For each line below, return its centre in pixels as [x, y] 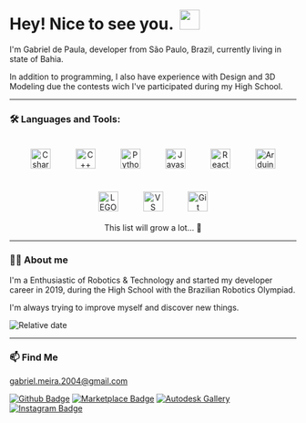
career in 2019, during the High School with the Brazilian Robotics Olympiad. [153, 289]
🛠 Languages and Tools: [65, 119]
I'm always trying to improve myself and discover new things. [124, 307]
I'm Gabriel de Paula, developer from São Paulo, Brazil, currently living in [146, 49]
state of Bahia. [36, 58]
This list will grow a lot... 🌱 [153, 228]
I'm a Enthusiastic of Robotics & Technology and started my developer [141, 280]
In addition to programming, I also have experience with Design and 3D [143, 77]
